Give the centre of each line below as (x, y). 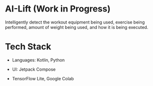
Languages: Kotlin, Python (38, 60)
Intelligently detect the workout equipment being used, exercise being (75, 22)
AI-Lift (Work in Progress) (58, 9)
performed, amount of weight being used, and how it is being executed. (77, 27)
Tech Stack (28, 47)
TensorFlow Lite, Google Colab (43, 78)
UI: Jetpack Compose (34, 69)
